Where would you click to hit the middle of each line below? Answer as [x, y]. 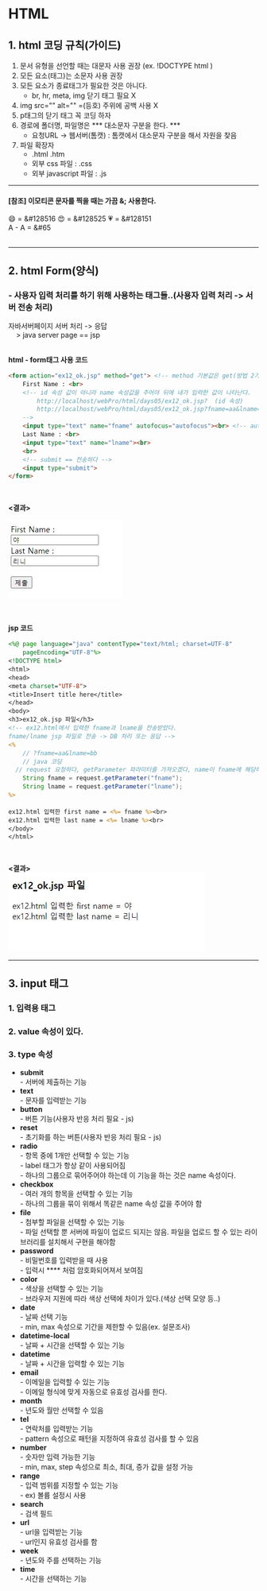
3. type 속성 [31, 1055]
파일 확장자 [37, 145]
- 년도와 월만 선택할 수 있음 [62, 1410]
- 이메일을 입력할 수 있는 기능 [65, 1382]
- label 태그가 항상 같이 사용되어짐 [72, 1165]
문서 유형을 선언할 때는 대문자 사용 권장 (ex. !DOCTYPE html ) [116, 66]
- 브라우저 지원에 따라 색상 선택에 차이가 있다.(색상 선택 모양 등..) [120, 1298]
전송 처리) [35, 307]
